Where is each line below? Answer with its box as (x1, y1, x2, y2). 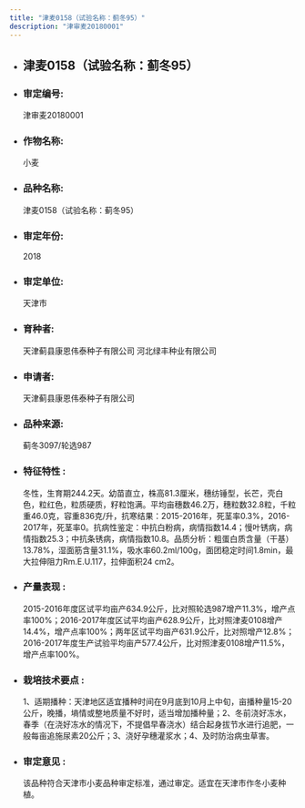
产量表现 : (22, 580, 66, 593)
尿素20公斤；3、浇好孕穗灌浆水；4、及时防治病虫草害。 (62, 731, 275, 742)
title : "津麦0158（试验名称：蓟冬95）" (9, 13, 146, 23)
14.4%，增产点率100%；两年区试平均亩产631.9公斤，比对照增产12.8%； (22, 626, 294, 637)
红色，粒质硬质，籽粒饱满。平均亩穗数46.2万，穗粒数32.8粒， (46, 498, 280, 510)
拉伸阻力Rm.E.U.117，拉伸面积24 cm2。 (30, 556, 179, 567)
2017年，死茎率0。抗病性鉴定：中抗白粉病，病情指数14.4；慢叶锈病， (22, 521, 285, 533)
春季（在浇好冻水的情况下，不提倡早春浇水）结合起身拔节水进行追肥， (22, 719, 287, 730)
